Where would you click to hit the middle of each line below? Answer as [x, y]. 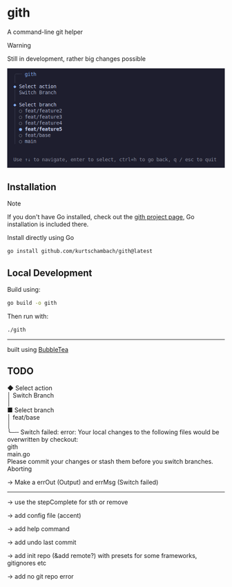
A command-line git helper [45, 32]
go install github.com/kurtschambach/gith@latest [80, 251]
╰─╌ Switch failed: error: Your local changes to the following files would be [113, 432]
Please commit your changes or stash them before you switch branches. [110, 461]
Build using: [24, 290]
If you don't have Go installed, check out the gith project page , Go [101, 217]
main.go [19, 454]
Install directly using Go [41, 238]
